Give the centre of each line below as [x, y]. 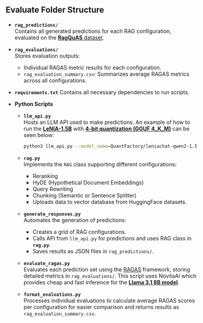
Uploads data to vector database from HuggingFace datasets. [110, 202]
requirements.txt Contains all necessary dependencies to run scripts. [102, 92]
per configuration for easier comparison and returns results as [101, 307]
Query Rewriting [53, 189]
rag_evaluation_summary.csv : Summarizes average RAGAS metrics [106, 74]
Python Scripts [34, 104]
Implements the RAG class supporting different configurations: [100, 164]
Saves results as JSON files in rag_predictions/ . [93, 251]
